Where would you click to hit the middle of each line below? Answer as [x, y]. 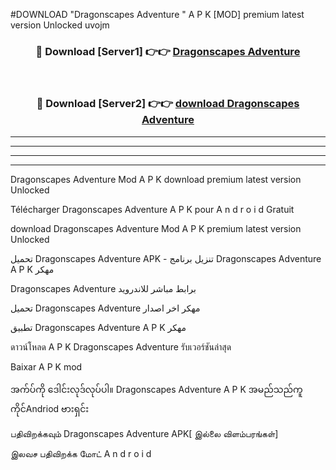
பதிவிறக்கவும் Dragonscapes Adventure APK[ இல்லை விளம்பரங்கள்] [144, 433]
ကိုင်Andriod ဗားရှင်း [50, 408]
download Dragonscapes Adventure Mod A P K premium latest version [156, 228]
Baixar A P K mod [46, 366]
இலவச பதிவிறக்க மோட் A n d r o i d [81, 453]
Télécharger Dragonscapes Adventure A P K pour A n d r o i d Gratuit [152, 209]
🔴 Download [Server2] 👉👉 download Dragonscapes [168, 104]
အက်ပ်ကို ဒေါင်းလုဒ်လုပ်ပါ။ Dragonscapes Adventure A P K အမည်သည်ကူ [156, 389]
